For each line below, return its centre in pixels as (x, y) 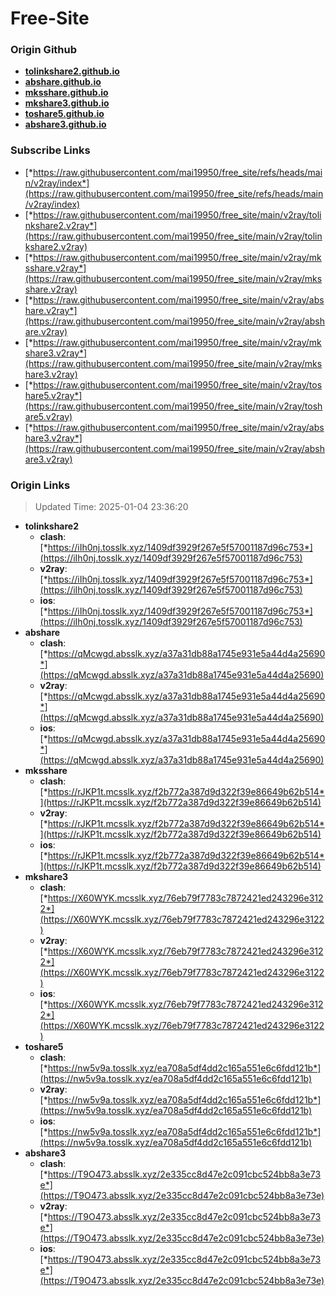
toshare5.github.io (64, 114)
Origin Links (40, 485)
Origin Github (44, 50)
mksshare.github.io (66, 93)
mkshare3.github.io (67, 103)
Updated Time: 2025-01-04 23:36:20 (111, 507)
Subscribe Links (50, 150)
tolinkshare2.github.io (72, 71)
